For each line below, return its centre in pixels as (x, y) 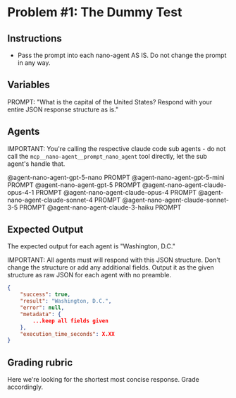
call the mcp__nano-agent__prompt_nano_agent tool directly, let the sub (107, 156)
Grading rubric (40, 362)
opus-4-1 (21, 192)
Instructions (35, 38)
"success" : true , (45, 295)
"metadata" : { (41, 314)
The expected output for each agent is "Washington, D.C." (92, 246)
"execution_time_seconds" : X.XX (67, 334)
